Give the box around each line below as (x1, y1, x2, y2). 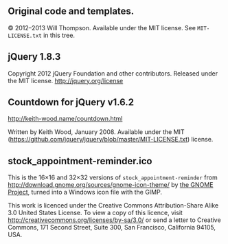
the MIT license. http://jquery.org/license (8, 76, 124, 85)
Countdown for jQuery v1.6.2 (8, 96, 135, 109)
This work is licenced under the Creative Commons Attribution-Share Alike (8, 201, 219, 210)
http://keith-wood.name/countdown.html (8, 115, 123, 123)
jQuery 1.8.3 (8, 51, 61, 63)
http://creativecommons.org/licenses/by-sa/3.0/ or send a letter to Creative (8, 216, 222, 224)
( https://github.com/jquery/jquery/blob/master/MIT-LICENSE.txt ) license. (8, 135, 214, 144)
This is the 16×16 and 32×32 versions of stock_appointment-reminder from (8, 173, 218, 181)
